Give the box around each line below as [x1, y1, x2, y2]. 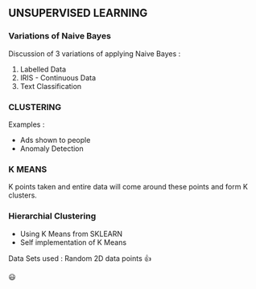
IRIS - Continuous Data [19, 72, 97, 83]
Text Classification [19, 81, 82, 91]
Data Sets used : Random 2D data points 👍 [8, 253, 151, 263]
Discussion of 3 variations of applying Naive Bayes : [8, 48, 181, 59]
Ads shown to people [19, 135, 91, 144]
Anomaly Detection [19, 144, 85, 153]
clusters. [8, 190, 38, 200]
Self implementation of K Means [19, 237, 127, 247]
